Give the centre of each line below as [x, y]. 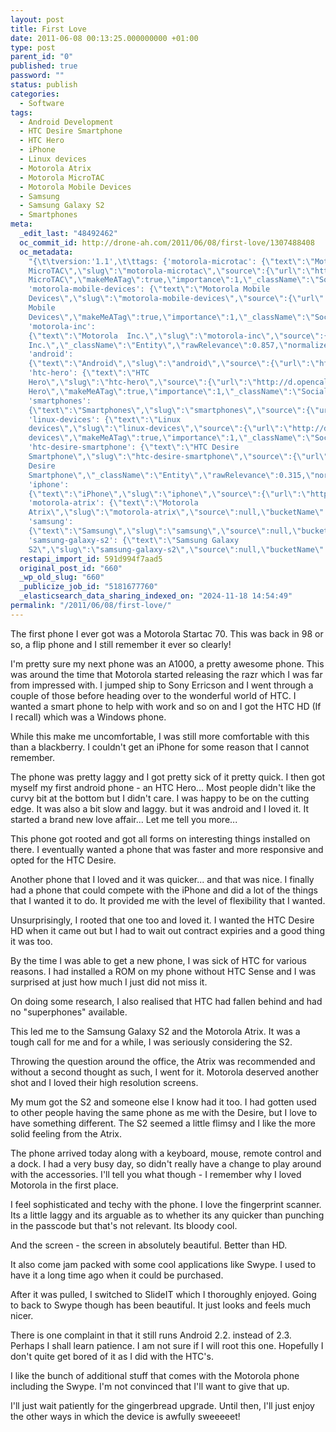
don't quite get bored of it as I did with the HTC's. [112, 1356]
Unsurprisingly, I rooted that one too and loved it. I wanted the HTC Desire [162, 920]
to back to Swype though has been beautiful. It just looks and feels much [160, 1305]
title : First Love [48, 29]
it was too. [31, 941]
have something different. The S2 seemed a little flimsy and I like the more [163, 1123]
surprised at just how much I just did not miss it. [109, 982]
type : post [33, 47]
